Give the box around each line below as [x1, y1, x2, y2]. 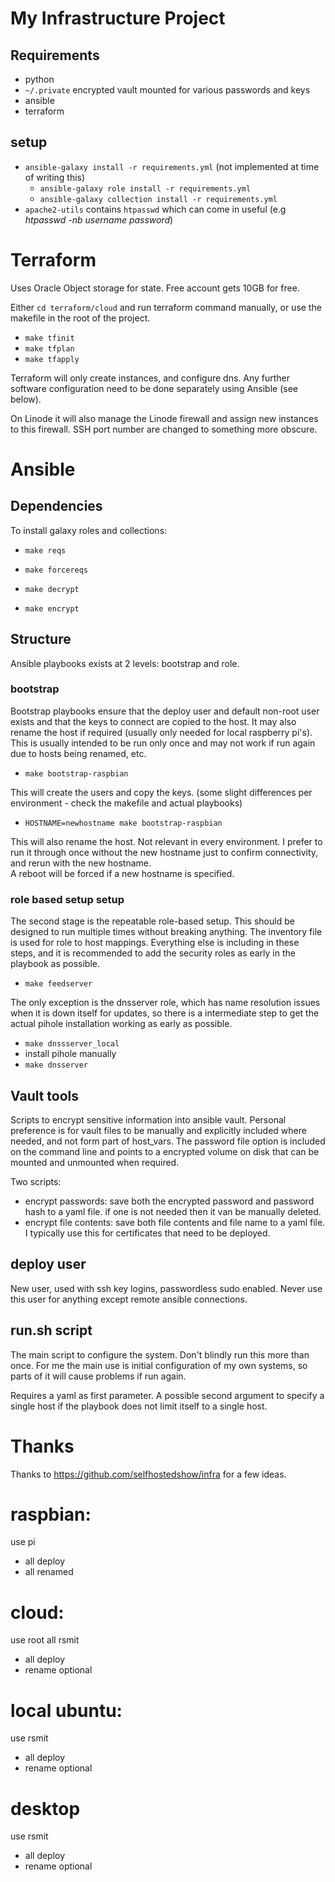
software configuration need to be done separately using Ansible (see [10, 382, 298, 394]
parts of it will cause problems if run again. [10, 1370, 187, 1382]
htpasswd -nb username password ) [24, 213, 174, 226]
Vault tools [10, 1087, 80, 1104]
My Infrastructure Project [10, 7, 226, 30]
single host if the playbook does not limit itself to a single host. [10, 1400, 268, 1412]
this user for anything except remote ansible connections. [10, 1293, 248, 1305]
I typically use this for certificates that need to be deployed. [24, 1227, 271, 1239]
